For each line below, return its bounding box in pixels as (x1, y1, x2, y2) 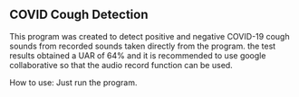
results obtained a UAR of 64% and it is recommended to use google (9, 49, 266, 61)
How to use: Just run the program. (9, 76, 138, 88)
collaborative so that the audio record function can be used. (9, 59, 233, 70)
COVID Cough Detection (9, 7, 149, 22)
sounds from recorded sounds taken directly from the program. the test (9, 40, 276, 51)
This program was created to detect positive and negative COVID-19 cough (9, 31, 290, 41)
